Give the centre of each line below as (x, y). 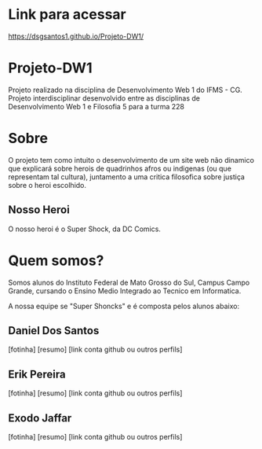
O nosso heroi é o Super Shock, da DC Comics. (84, 229)
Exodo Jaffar (40, 418)
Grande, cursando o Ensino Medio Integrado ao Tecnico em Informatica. (125, 291)
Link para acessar (67, 15)
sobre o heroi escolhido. (47, 185)
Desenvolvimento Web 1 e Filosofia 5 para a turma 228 (96, 106)
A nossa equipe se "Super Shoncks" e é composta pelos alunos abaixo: (124, 306)
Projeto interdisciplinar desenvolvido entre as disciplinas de (104, 98)
